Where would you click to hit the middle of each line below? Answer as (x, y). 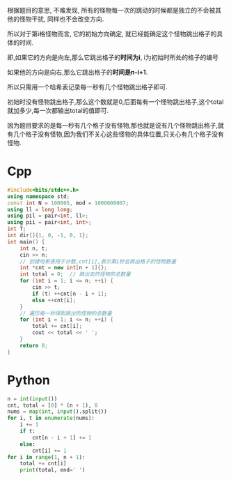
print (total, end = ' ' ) (53, 470)
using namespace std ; (39, 196)
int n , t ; (34, 248)
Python (29, 380)
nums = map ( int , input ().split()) (57, 412)
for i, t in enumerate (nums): (51, 418)
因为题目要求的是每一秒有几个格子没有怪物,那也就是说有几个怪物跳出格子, (113, 125)
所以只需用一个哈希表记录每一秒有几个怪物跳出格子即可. (88, 87)
